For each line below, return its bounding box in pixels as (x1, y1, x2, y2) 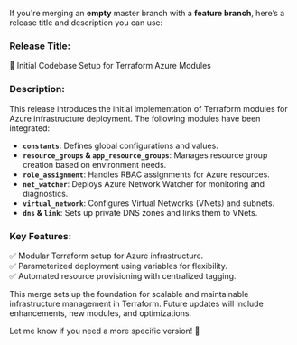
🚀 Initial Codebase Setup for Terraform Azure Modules (9, 61, 212, 71)
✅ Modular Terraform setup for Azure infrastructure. (9, 250, 204, 261)
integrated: (9, 122, 51, 134)
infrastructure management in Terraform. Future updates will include (9, 298, 264, 309)
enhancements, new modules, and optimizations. (9, 307, 192, 319)
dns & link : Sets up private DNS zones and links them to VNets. (22, 207, 258, 218)
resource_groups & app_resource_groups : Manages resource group (22, 149, 268, 161)
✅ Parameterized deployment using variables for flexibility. (9, 260, 227, 271)
